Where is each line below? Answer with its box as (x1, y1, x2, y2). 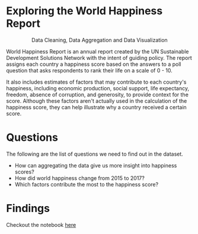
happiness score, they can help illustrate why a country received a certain (6, 103, 187, 110)
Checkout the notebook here (6, 221, 76, 228)
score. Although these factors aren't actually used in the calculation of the (6, 97, 187, 105)
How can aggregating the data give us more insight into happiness (14, 162, 177, 169)
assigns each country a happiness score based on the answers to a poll (6, 61, 181, 68)
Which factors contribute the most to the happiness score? (14, 181, 159, 188)
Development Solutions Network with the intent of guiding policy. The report (6, 54, 193, 61)
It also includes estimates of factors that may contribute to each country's (6, 78, 187, 86)
